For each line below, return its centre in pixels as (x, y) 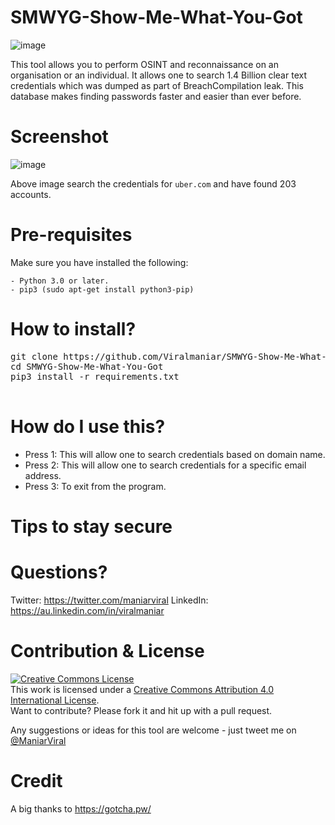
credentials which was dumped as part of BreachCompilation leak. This (157, 85)
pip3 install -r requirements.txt (95, 376)
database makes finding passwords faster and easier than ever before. (156, 96)
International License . (55, 700)
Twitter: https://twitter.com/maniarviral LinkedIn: (109, 600)
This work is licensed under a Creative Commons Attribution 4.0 (142, 689)
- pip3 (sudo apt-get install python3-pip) (102, 289)
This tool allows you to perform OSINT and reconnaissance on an (144, 64)
